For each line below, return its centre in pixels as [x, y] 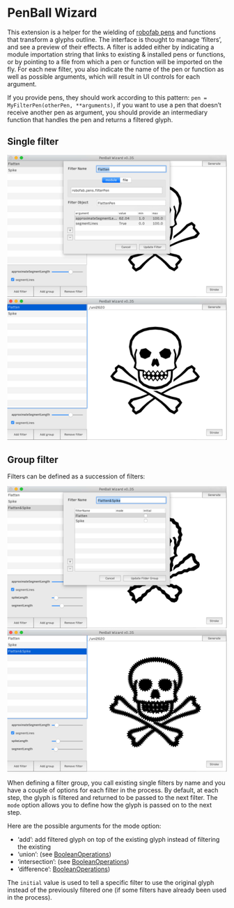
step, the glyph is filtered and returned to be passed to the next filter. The [112, 797]
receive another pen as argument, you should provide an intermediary [107, 112]
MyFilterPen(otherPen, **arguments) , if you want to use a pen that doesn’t [114, 105]
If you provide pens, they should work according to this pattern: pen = [107, 97]
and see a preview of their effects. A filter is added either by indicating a [111, 47]
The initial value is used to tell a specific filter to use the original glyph [111, 882]
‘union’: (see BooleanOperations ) [64, 854]
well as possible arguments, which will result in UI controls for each [104, 76]
